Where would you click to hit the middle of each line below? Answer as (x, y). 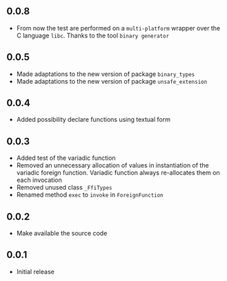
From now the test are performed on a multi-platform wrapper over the (118, 28)
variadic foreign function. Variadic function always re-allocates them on (118, 173)
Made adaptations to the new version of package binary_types (106, 74)
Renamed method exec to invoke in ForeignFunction (90, 195)
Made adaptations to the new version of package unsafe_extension (112, 81)
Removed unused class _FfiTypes (64, 188)
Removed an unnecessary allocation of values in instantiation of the (112, 165)
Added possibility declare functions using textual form (93, 120)
